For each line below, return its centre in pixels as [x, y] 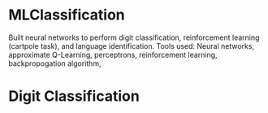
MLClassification [67, 15]
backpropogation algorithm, [55, 63]
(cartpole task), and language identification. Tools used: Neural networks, [131, 46]
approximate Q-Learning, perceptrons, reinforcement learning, [113, 54]
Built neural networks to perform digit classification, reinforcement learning [134, 37]
